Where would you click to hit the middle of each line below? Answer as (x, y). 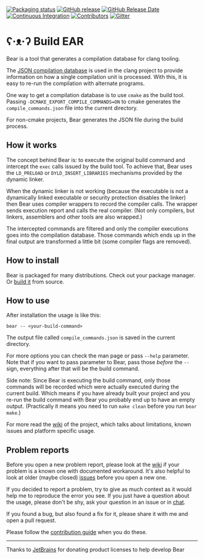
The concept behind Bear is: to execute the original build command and (96, 160)
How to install (33, 261)
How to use (28, 300)
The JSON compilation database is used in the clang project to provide (95, 70)
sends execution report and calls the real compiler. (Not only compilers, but (100, 210)
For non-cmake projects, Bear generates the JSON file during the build (95, 120)
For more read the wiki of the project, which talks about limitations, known (99, 424)
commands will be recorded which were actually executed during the (93, 387)
